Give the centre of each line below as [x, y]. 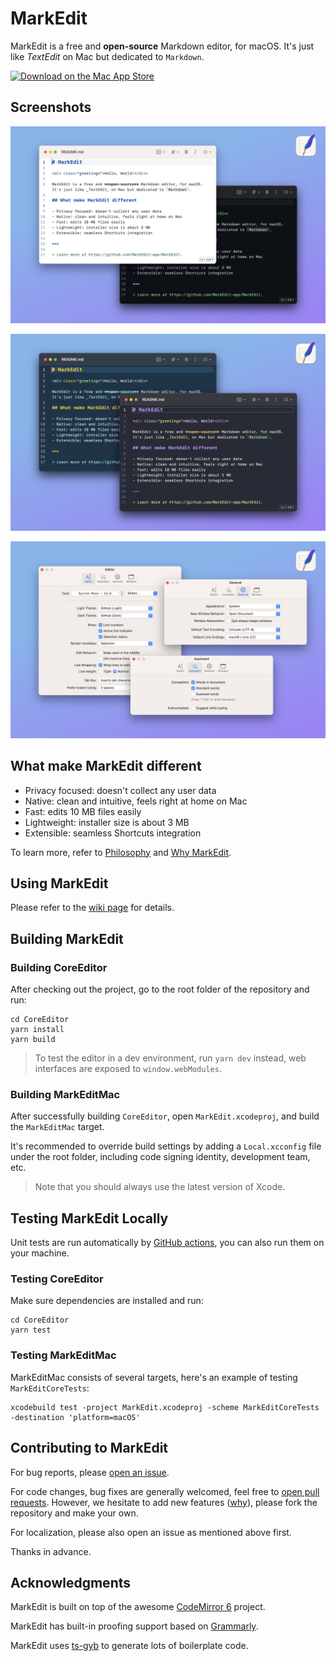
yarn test [31, 1330]
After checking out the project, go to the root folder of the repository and [160, 989]
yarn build [33, 1040]
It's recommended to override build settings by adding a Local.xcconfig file [166, 1146]
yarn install [37, 1030]
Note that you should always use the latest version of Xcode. [160, 1187]
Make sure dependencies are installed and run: [107, 1301]
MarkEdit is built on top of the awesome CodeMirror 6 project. [138, 1607]
